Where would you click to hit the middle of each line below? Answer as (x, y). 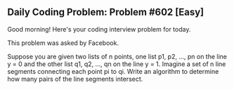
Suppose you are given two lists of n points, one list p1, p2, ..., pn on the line (117, 56)
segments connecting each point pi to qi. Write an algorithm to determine (113, 71)
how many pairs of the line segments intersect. (75, 79)
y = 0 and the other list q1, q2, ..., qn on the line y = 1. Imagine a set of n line (117, 64)
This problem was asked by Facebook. (63, 43)
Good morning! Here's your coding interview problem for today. (99, 29)
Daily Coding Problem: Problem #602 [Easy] (106, 12)
